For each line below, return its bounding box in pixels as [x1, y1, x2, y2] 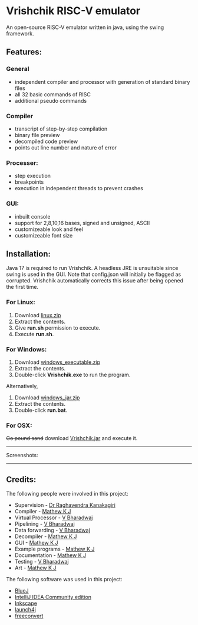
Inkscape [14, 600, 37, 607]
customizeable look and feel [14, 226, 84, 233]
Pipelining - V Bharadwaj [14, 520, 75, 528]
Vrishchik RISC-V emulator [6, 4, 141, 18]
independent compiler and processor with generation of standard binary [14, 78, 190, 85]
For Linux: [6, 298, 35, 307]
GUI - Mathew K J [14, 539, 58, 546]
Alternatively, [6, 382, 38, 389]
